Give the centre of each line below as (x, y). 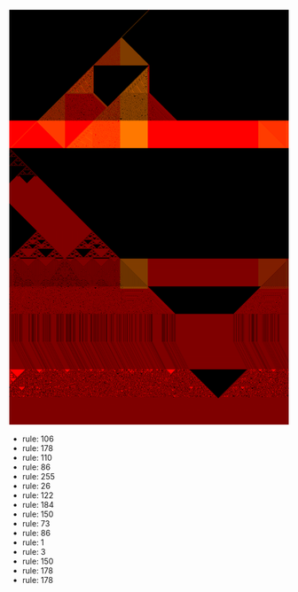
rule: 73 (36, 524)
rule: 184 (38, 505)
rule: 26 (36, 486)
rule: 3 (34, 552)
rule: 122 (38, 495)
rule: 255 (39, 477)
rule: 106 (38, 439)
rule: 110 (37, 458)
